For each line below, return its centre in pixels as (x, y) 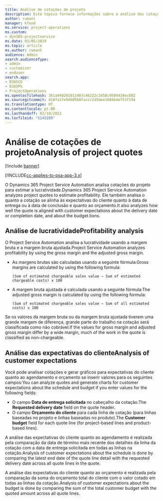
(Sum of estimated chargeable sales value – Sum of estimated (76, 276)
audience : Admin (21, 55)
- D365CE (14, 82)
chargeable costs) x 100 (37, 281)
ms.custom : (16, 32)
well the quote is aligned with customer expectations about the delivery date (81, 210)
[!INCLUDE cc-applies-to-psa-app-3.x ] (43, 175)
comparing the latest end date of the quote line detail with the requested (77, 458)
